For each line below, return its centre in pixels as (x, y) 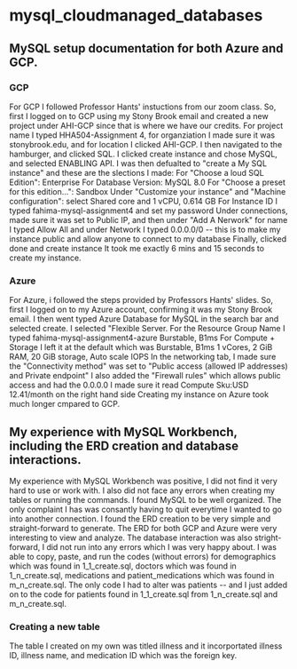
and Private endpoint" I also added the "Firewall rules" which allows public (145, 376)
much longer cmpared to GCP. (65, 404)
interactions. (45, 460)
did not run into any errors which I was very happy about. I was (162, 546)
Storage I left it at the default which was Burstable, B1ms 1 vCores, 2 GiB (141, 347)
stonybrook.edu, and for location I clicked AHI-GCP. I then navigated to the (146, 144)
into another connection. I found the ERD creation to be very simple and (140, 518)
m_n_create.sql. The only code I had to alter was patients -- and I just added (148, 585)
